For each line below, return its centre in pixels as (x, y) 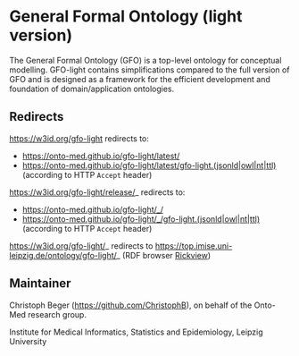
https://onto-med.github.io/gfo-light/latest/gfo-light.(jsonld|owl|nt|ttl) (149, 165)
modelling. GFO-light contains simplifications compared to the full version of (149, 70)
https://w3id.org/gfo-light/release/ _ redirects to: (97, 192)
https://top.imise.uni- (194, 246)
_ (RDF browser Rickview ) (164, 255)
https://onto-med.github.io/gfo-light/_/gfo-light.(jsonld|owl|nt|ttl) (141, 219)
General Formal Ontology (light (126, 17)
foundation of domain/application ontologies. (92, 89)
